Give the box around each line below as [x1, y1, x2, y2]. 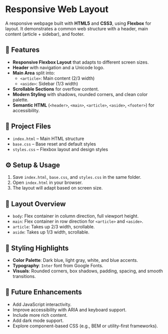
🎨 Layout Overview [5, 200, 66, 208]
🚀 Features [5, 45, 40, 54]
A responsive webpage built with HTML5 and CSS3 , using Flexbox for [5, 20, 151, 26]
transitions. [12, 273, 36, 279]
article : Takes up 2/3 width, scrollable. [12, 224, 95, 230]
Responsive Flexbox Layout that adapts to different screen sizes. [12, 59, 149, 65]
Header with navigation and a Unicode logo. [12, 64, 104, 70]
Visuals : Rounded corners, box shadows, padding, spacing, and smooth [12, 268, 163, 274]
